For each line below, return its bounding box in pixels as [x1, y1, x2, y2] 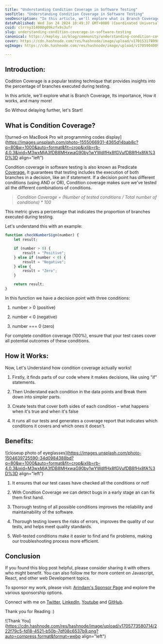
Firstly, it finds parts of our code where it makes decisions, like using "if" [12, 374, 157, 380]
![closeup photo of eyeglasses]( [5, 450, 69, 456]
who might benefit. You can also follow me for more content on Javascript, [5, 570, 154, 576]
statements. [12, 379, 36, 385]
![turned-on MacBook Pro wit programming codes [5, 134, 105, 140]
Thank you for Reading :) [5, 609, 55, 614]
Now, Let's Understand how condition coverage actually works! [5, 365, 132, 370]
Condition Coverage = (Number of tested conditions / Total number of [16, 194, 157, 200]
